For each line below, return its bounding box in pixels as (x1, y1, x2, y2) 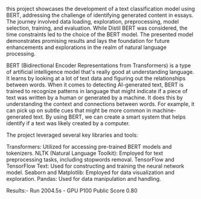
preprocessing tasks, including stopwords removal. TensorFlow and (6, 156, 175, 163)
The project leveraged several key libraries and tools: (6, 131, 138, 139)
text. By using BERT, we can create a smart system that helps (33, 113, 186, 120)
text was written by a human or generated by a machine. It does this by (6, 94, 183, 101)
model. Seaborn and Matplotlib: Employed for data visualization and (6, 169, 175, 176)
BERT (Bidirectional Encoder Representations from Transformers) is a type (6, 62, 191, 69)
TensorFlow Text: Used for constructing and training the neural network (6, 163, 185, 169)
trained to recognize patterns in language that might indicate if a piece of (6, 88, 188, 94)
